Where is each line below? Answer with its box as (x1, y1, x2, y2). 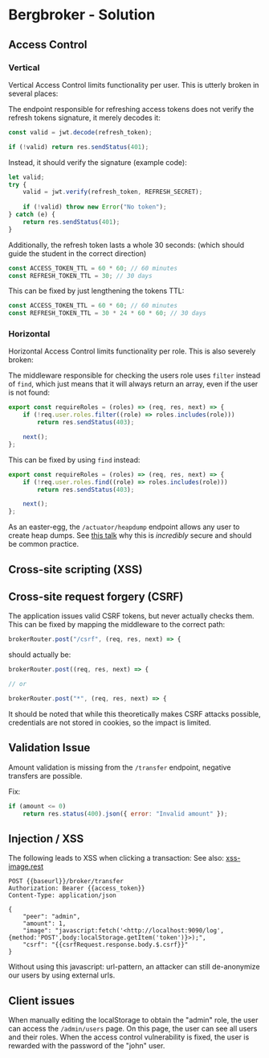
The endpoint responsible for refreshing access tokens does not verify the (8, 104, 255, 114)
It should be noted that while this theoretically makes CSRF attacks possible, (8, 709, 261, 718)
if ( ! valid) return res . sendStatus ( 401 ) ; (8, 143, 149, 151)
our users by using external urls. (8, 970, 116, 980)
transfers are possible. (8, 771, 83, 780)
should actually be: (8, 650, 71, 659)
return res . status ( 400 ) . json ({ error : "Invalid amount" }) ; (22, 809, 228, 818)
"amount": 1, (22, 920, 67, 928)
